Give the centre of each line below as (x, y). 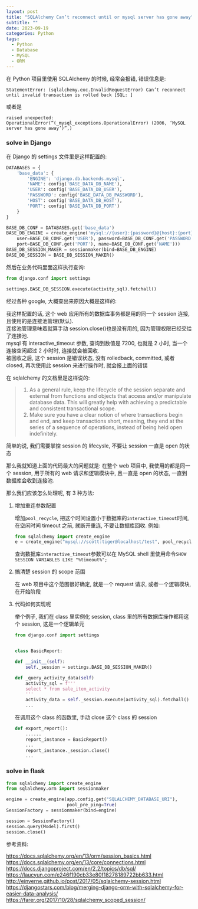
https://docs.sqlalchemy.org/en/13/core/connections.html (76, 862)
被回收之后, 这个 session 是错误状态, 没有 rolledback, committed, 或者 (90, 358)
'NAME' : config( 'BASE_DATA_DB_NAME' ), (75, 184)
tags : (13, 39)
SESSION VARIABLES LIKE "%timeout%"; (61, 560)
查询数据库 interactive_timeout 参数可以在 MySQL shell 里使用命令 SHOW (100, 554)
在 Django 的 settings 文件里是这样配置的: (57, 156)
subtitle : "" (22, 22)
